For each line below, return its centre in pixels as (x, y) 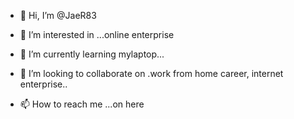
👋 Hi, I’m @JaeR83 (58, 15)
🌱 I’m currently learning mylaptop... (92, 54)
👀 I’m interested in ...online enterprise (97, 34)
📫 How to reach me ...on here (82, 104)
